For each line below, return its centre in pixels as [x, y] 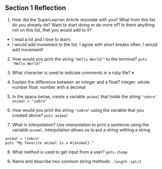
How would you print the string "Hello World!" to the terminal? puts [80, 59]
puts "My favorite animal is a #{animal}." [50, 143]
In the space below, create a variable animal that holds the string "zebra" [84, 96]
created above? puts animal [40, 115]
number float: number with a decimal [49, 87]
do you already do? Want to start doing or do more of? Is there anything [83, 25]
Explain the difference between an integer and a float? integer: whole [81, 82]
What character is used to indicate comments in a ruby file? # [73, 73]
